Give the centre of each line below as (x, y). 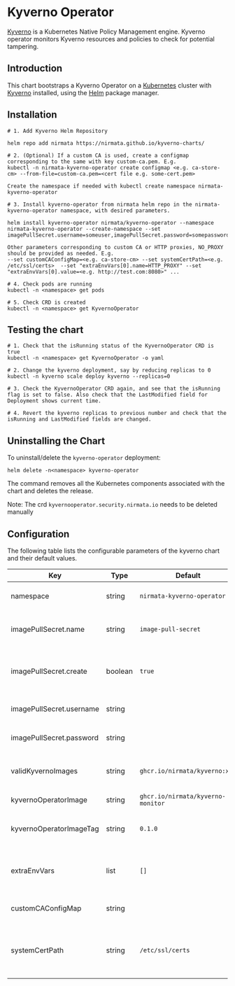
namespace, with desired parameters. (115, 211)
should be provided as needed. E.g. (60, 253)
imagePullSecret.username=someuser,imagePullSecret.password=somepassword (119, 235)
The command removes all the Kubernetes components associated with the (116, 484)
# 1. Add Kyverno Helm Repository (58, 131)
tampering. (23, 46)
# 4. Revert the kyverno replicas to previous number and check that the (117, 414)
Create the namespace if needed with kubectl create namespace (101, 186)
